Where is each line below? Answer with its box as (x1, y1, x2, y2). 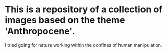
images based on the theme (5, 14, 125, 26)
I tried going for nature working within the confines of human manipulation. (5, 42, 162, 48)
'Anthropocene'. (5, 25, 75, 37)
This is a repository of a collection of (5, 4, 163, 15)
